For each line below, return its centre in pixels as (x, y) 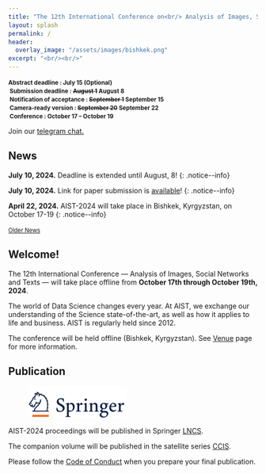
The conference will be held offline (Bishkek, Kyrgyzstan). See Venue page (130, 338)
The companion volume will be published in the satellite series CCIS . (120, 446)
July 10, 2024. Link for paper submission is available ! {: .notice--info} (122, 190)
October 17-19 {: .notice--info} (57, 214)
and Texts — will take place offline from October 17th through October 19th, (133, 282)
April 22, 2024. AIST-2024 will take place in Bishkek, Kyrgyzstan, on (120, 205)
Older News (25, 230)
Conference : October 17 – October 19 (61, 117)
